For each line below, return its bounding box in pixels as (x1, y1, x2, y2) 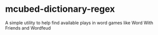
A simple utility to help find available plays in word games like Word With (5, 20, 153, 26)
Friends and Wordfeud (5, 25, 51, 31)
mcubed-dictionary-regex (5, 3, 115, 15)
